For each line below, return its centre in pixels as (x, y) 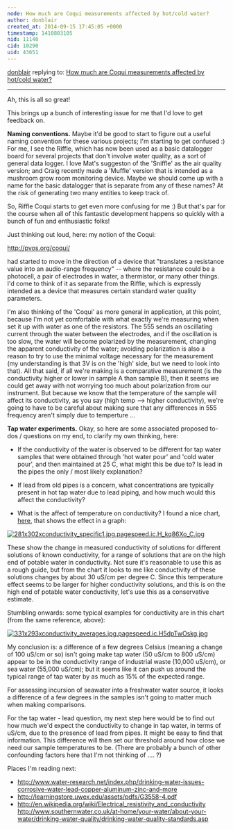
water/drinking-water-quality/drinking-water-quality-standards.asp (113, 819)
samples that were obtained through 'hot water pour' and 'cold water (115, 456)
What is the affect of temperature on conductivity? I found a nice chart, (119, 513)
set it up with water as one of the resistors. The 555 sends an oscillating (110, 326)
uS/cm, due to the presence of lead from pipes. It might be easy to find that (115, 733)
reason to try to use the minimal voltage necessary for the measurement (110, 356)
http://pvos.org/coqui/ (39, 248)
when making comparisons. (47, 704)
